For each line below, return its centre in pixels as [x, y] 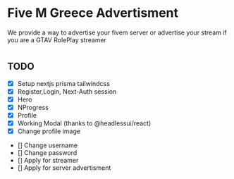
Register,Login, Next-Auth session [67, 91]
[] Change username [48, 145]
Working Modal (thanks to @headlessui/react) [84, 123]
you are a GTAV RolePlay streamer [57, 39]
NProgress [33, 107]
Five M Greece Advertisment [93, 13]
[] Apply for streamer [48, 160]
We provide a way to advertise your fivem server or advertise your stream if [117, 32]
